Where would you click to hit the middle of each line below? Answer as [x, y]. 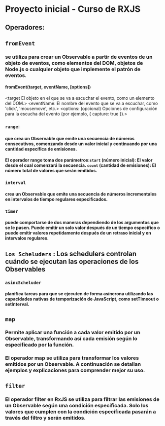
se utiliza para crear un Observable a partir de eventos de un [79, 57]
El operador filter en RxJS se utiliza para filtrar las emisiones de [82, 399]
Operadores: [25, 27]
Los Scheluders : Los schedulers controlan [71, 253]
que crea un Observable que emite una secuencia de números [70, 138]
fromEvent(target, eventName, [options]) [48, 87]
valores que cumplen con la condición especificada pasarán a [81, 412]
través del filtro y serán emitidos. [46, 418]
